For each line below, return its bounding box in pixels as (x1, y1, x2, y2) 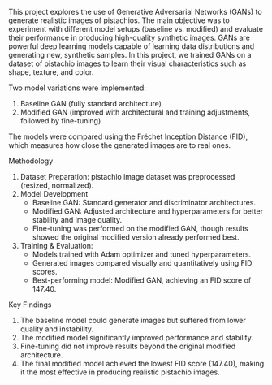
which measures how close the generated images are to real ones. (8, 141, 231, 149)
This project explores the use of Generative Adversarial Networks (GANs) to (8, 7, 262, 16)
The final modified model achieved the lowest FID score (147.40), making (19, 359, 265, 368)
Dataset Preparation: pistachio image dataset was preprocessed (19, 172, 235, 181)
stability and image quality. (32, 215, 123, 224)
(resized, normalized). (19, 180, 94, 190)
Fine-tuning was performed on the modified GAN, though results (32, 223, 249, 233)
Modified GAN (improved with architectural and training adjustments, (19, 107, 251, 117)
